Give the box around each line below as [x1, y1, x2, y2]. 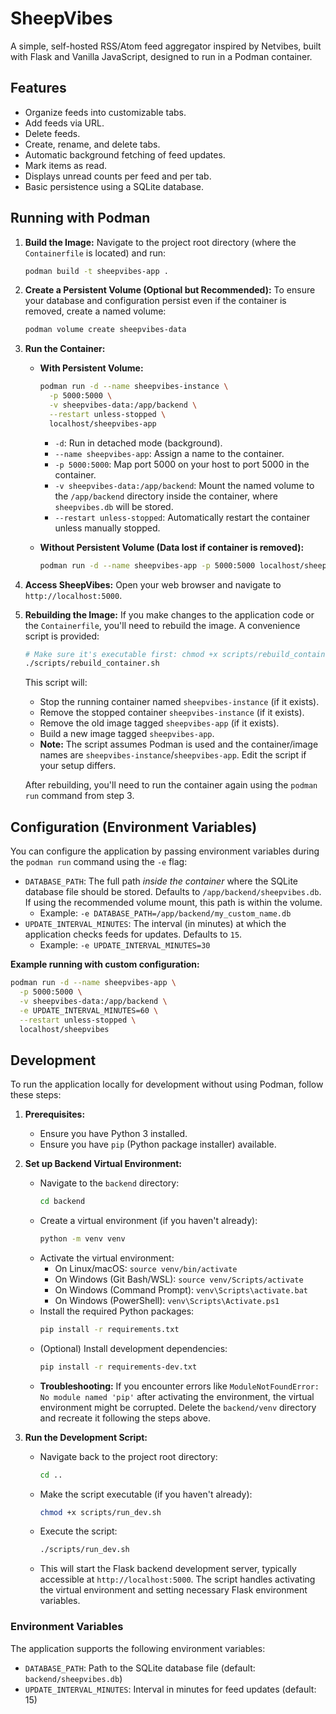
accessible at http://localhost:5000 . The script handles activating [39, 1573, 316, 1586]
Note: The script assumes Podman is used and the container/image [39, 738, 319, 751]
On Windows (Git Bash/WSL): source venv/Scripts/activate [54, 1273, 304, 1285]
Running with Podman [10, 210, 151, 227]
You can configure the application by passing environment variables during [10, 845, 320, 857]
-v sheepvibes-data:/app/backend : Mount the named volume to [54, 479, 315, 491]
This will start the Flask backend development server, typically [39, 1563, 297, 1575]
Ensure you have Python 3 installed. [39, 1128, 188, 1140]
